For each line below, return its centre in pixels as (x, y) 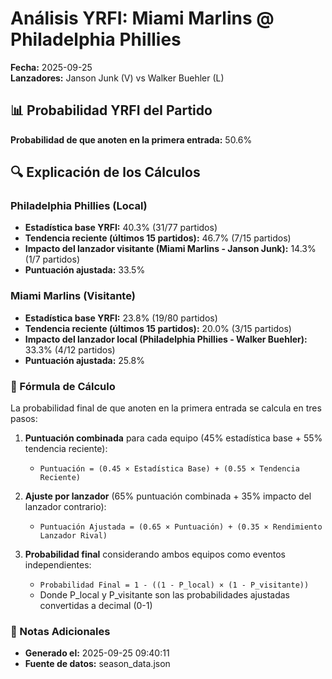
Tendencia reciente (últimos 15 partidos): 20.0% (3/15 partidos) (158, 328)
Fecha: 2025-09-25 (51, 67)
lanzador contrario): (65, 507)
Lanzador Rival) (73, 536)
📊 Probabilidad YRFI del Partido (111, 110)
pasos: (24, 419)
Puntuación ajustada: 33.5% (85, 270)
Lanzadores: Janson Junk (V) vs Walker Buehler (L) (117, 78)
